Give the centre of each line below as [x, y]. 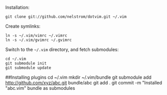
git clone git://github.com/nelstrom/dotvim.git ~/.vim [66, 17]
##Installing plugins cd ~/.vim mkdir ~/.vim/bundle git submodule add [78, 77]
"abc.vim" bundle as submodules [40, 88]
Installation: [17, 7]
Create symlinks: [23, 26]
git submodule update [28, 68]
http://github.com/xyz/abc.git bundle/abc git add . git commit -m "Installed [84, 83]
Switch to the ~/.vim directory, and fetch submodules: [62, 50]
